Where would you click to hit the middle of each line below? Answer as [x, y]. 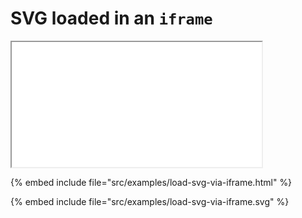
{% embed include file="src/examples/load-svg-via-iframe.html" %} [151, 182]
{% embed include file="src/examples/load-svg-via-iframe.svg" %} [150, 201]
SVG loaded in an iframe [111, 18]
